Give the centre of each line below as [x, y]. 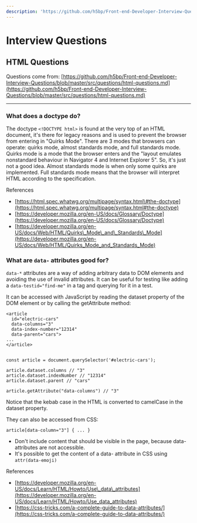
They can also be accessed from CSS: [52, 420]
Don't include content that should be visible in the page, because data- [100, 441]
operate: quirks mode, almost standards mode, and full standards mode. [93, 147]
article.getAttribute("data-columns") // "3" [62, 391]
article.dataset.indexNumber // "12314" [56, 376]
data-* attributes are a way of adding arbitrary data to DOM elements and [95, 273]
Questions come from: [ [35, 76]
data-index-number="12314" [44, 330]
